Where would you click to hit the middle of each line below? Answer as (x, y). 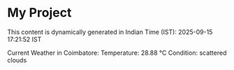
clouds (17, 60)
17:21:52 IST (24, 39)
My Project (39, 13)
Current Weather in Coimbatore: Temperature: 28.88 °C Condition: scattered (117, 53)
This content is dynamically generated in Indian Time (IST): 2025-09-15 (110, 32)
